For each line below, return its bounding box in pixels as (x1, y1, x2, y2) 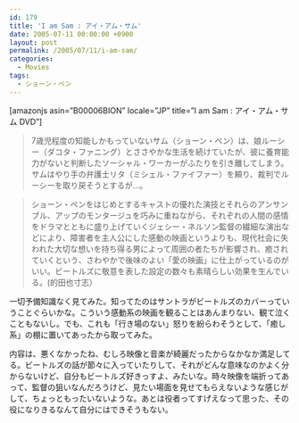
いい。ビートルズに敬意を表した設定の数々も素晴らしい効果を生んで (30, 265, 282, 277)
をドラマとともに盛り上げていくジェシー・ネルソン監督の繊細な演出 (30, 220, 282, 232)
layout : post (9, 37, 58, 47)
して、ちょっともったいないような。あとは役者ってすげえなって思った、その (9, 393, 290, 403)
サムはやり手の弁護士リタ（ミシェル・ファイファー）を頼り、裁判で (30, 169, 281, 179)
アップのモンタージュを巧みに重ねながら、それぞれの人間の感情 (54, 210, 289, 220)
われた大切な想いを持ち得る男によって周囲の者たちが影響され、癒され (30, 243, 289, 254)
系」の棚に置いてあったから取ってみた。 (9, 329, 158, 340)
